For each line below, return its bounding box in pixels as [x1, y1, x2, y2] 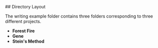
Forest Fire [12, 28, 35, 34]
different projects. [5, 19, 41, 24]
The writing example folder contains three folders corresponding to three [5, 13, 154, 19]
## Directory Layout [5, 4, 46, 9]
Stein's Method [12, 38, 44, 44]
